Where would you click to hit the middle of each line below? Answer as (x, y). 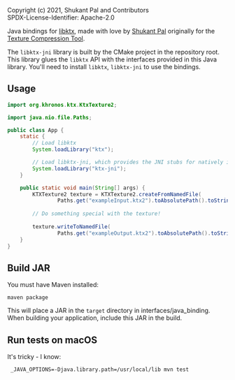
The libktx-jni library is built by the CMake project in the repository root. (114, 52)
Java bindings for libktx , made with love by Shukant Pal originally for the (111, 31)
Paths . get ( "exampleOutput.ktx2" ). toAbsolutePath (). (134, 233)
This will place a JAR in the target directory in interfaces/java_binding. (109, 311)
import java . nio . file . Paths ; (50, 117)
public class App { (36, 130)
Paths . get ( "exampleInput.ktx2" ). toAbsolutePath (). (133, 201)
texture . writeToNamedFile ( (72, 226)
